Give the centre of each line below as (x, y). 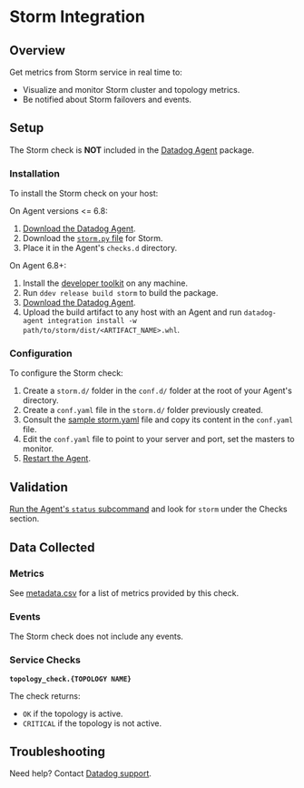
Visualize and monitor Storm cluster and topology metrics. (131, 90)
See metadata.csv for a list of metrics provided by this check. (124, 592)
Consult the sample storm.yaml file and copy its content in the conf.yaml (157, 419)
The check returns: (45, 696)
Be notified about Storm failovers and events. (107, 99)
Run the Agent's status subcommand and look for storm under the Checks (148, 509)
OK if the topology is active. (73, 713)
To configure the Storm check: (67, 373)
